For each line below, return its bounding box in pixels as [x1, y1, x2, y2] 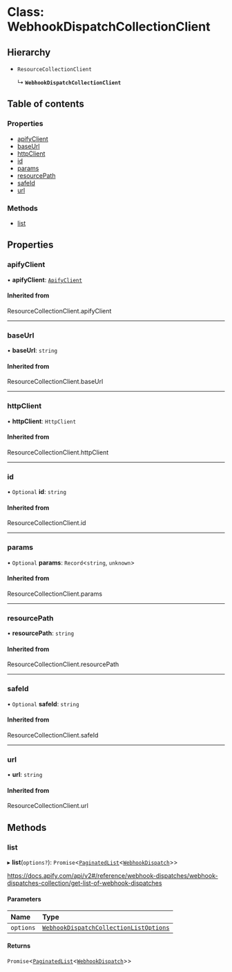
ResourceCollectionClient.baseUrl [7, 378, 104, 386]
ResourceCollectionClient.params [7, 589, 102, 598]
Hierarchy [7, 46, 51, 58]
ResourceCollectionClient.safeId [7, 731, 99, 739]
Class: [7, 4, 45, 20]
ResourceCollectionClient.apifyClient [7, 306, 112, 315]
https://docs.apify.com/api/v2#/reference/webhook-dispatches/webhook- [7, 872, 219, 880]
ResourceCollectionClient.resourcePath [7, 660, 119, 668]
